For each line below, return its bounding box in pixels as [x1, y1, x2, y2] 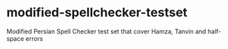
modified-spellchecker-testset [6, 5, 188, 20]
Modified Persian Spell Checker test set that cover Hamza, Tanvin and [6, 27, 207, 35]
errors [26, 34, 43, 42]
